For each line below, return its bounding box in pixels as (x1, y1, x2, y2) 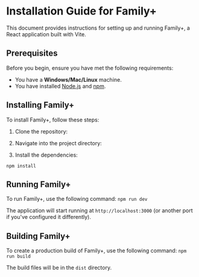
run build (6, 253, 31, 259)
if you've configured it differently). (6, 213, 92, 221)
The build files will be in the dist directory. (6, 264, 112, 272)
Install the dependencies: (14, 151, 78, 158)
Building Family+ (6, 231, 71, 241)
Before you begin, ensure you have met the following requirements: (6, 64, 174, 71)
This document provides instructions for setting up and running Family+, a (6, 24, 190, 31)
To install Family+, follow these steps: (6, 116, 99, 123)
